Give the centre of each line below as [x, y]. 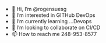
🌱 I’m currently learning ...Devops [52, 21]
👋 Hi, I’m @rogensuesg [39, 9]
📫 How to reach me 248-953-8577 [54, 34]
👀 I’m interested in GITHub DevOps [53, 15]
